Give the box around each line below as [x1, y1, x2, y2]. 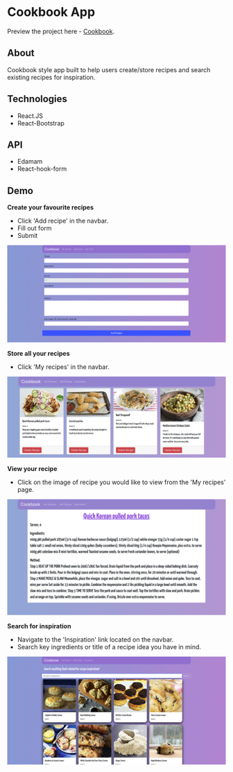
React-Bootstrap [17, 119, 64, 127]
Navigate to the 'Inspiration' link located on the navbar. [17, 635, 174, 644]
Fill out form [17, 224, 52, 232]
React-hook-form [17, 164, 67, 173]
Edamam [17, 157, 43, 166]
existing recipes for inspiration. [7, 73, 96, 81]
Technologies [7, 93, 68, 105]
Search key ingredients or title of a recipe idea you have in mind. [17, 643, 202, 651]
